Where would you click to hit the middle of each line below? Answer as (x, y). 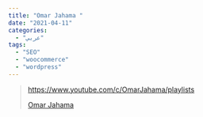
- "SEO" (28, 52)
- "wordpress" (38, 67)
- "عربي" (30, 38)
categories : (28, 30)
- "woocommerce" (42, 60)
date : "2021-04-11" (40, 23)
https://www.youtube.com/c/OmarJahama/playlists (111, 89)
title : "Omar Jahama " (46, 15)
